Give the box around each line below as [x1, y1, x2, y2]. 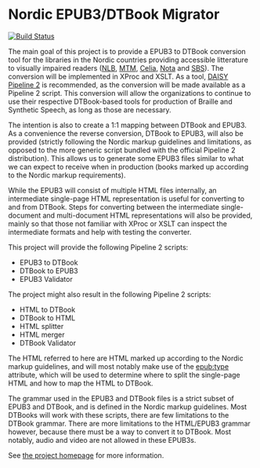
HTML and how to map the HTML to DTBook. [8, 378, 153, 388]
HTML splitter [19, 321, 64, 331]
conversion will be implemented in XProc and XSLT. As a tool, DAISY [8, 71, 229, 81]
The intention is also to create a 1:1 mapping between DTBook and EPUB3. [8, 120, 247, 130]
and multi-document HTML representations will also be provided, [42, 210, 253, 220]
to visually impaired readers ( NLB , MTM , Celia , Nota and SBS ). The [8, 63, 224, 72]
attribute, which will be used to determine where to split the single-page [8, 370, 240, 379]
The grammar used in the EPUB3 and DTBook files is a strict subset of [8, 393, 235, 403]
